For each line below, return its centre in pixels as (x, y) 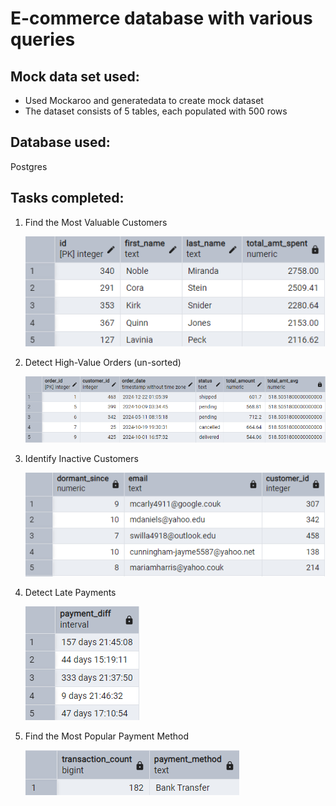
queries (43, 39)
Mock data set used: (75, 76)
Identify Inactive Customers (81, 458)
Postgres (29, 166)
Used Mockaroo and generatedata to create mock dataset (144, 100)
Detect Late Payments (70, 593)
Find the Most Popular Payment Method (107, 736)
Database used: (60, 142)
